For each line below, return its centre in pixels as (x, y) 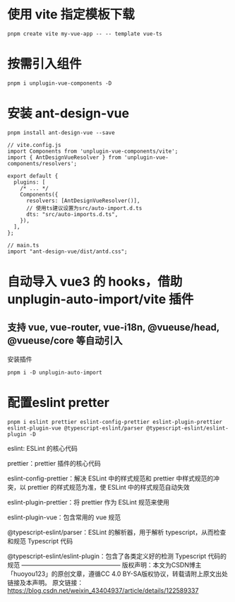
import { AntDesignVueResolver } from (64, 157)
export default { (33, 176)
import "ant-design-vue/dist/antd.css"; (68, 252)
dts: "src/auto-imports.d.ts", (72, 214)
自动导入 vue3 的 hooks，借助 (95, 282)
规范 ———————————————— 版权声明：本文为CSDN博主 (104, 565)
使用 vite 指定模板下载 (71, 14)
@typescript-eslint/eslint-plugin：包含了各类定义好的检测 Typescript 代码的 (117, 556)
